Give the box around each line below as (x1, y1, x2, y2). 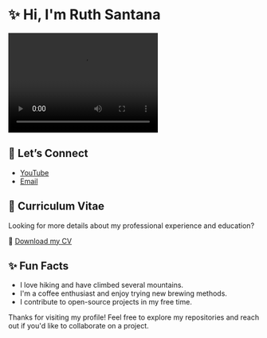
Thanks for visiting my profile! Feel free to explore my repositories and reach (8, 312, 260, 322)
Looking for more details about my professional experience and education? (8, 221, 255, 230)
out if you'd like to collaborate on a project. (8, 321, 149, 331)
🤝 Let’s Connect (8, 147, 88, 160)
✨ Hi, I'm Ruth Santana (8, 6, 161, 24)
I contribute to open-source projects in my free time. (19, 297, 193, 307)
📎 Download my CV (8, 236, 73, 246)
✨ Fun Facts (8, 259, 69, 273)
